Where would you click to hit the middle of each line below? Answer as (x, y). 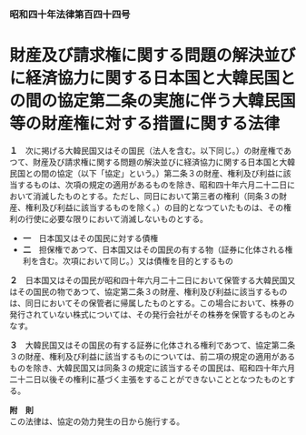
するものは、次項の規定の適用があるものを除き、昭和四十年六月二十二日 (152, 185)
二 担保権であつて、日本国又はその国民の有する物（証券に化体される (153, 249)
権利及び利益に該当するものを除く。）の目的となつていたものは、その (154, 207)
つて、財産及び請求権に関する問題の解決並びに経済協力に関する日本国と (144, 162)
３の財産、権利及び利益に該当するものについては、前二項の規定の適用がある (153, 356)
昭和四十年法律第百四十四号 (70, 14)
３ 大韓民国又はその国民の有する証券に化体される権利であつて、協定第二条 (153, 345)
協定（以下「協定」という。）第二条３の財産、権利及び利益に (170, 173)
